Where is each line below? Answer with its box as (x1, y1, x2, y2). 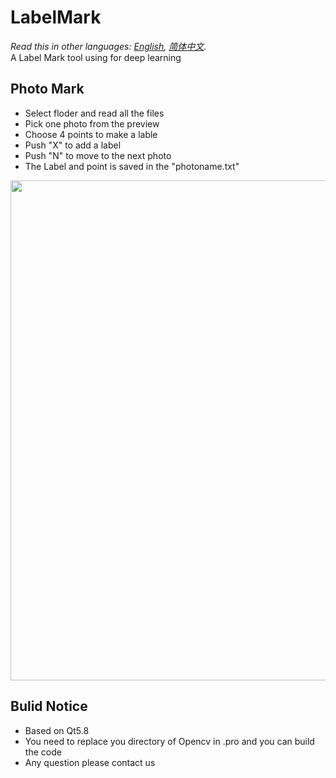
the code (24, 746, 62, 758)
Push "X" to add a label (24, 139, 122, 151)
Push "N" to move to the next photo (24, 149, 172, 161)
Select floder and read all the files (24, 107, 165, 119)
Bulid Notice (10, 698, 88, 715)
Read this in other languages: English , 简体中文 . (10, 40, 207, 52)
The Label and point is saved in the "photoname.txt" (24, 160, 240, 172)
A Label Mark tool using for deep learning (10, 51, 182, 63)
